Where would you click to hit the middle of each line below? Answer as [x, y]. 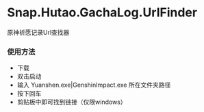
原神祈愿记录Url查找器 [38, 32]
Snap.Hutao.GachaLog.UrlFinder [102, 13]
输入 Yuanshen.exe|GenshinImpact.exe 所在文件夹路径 [94, 85]
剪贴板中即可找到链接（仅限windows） [72, 102]
